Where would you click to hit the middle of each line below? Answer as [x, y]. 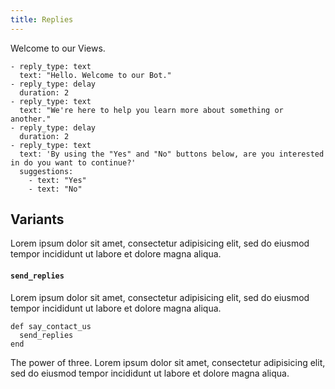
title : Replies [42, 19]
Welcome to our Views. [58, 48]
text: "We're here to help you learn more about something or [151, 110]
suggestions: [46, 171]
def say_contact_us [51, 326]
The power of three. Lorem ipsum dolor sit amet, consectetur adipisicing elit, [168, 362]
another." [31, 119]
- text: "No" [55, 189]
